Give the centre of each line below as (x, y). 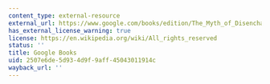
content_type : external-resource (64, 16)
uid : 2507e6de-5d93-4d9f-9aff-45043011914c (82, 61)
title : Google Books (43, 53)
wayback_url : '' (35, 68)
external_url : (32, 23)
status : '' (27, 46)
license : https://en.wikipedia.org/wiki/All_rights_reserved (113, 38)
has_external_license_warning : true (70, 30)
